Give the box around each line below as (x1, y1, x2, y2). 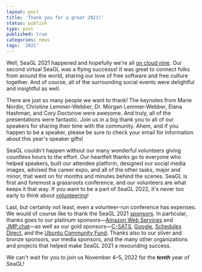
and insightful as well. (6, 85, 60, 92)
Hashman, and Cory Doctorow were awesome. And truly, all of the (6, 109, 171, 117)
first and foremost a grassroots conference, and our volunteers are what (6, 179, 186, 186)
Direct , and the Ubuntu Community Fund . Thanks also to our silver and (6, 229, 182, 236)
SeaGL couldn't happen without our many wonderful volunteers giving (6, 146, 181, 154)
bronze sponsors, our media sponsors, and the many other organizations (6, 235, 188, 242)
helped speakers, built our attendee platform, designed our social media (6, 160, 186, 167)
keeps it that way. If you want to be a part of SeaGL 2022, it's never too (6, 185, 184, 192)
